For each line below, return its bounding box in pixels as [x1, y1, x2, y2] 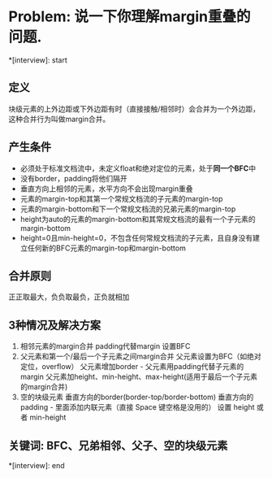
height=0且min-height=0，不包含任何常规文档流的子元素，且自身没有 [19, 232, 253, 242]
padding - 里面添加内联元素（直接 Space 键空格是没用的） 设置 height [19, 402, 255, 412]
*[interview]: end [8, 461, 65, 470]
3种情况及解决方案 [8, 318, 101, 332]
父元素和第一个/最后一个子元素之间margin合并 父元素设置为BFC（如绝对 [19, 351, 261, 362]
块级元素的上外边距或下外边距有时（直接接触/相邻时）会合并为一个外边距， [8, 103, 261, 114]
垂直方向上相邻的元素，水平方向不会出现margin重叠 [19, 184, 193, 193]
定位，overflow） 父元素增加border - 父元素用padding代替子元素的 [19, 362, 244, 372]
